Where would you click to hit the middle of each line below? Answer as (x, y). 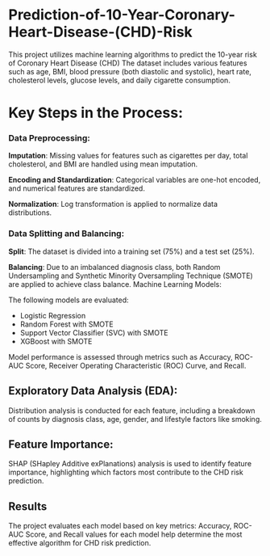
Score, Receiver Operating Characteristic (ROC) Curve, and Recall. (136, 365)
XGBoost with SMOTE (56, 341)
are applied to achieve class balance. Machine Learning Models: (115, 284)
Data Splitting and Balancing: (66, 234)
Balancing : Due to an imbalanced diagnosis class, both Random (114, 267)
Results (28, 506)
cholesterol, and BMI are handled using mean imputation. (103, 164)
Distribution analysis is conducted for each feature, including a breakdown (132, 411)
